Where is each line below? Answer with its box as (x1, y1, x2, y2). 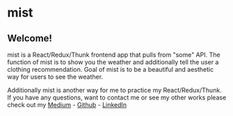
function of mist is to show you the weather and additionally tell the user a (7, 58, 219, 66)
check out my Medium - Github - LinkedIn (7, 101, 127, 108)
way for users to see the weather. (7, 72, 103, 81)
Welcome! (7, 32, 52, 44)
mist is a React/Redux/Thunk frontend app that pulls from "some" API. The (7, 50, 220, 59)
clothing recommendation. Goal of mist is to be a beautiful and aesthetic (7, 66, 214, 73)
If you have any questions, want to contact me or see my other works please (7, 93, 227, 101)
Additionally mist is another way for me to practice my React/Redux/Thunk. (7, 86, 223, 94)
